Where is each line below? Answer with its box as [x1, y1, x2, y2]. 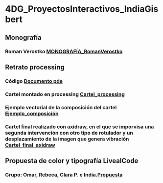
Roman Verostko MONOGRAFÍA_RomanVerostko [5, 48, 123, 55]
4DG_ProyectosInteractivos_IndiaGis [5, 3, 159, 15]
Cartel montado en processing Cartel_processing [5, 91, 125, 97]
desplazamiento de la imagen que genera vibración [5, 136, 129, 142]
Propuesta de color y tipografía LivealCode [5, 157, 139, 165]
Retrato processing [5, 63, 65, 71]
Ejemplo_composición [5, 110, 59, 117]
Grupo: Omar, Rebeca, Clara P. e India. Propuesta [5, 171, 123, 178]
